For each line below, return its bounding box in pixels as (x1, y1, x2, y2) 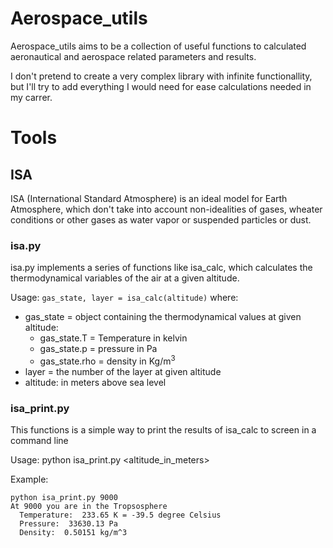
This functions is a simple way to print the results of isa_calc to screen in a (10, 424, 317, 436)
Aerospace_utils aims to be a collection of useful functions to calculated (10, 40, 307, 52)
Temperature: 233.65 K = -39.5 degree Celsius (19, 510, 222, 521)
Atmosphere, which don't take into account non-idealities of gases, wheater (10, 203, 323, 215)
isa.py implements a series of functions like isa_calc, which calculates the (10, 262, 313, 274)
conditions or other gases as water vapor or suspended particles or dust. (10, 213, 312, 226)
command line (10, 435, 69, 447)
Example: (10, 473, 49, 486)
